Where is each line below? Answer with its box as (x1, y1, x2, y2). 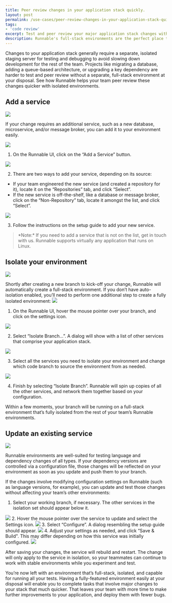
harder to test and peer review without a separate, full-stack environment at (5, 72, 165, 78)
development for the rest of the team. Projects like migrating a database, (5, 61, 158, 67)
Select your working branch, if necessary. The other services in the (12, 500, 155, 506)
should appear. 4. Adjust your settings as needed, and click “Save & (5, 528, 155, 534)
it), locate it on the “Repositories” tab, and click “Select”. (12, 186, 132, 192)
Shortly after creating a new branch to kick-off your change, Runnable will (5, 281, 161, 287)
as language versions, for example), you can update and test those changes (5, 484, 165, 490)
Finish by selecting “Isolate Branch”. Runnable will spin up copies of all (12, 383, 162, 389)
